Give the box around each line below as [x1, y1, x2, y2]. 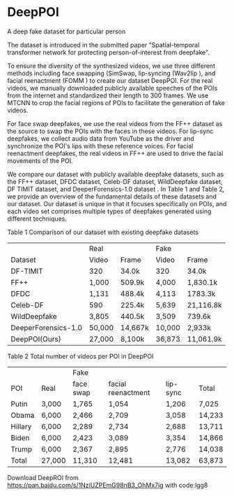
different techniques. [7, 214, 68, 223]
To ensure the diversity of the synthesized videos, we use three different [7, 61, 216, 70]
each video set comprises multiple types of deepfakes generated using [7, 207, 212, 215]
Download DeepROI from [7, 473, 79, 481]
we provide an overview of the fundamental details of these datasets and [7, 192, 217, 201]
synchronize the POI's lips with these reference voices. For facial [7, 141, 194, 150]
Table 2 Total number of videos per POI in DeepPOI [7, 352, 154, 360]
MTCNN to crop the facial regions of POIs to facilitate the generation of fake [7, 98, 225, 107]
